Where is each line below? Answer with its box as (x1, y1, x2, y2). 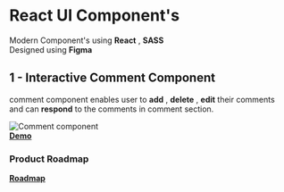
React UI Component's (9, 5, 180, 26)
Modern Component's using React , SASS (9, 35, 164, 46)
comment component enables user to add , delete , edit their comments (9, 94, 275, 104)
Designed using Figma (9, 44, 93, 54)
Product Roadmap (9, 153, 89, 165)
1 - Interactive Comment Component (9, 71, 216, 86)
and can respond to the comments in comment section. (9, 104, 214, 114)
